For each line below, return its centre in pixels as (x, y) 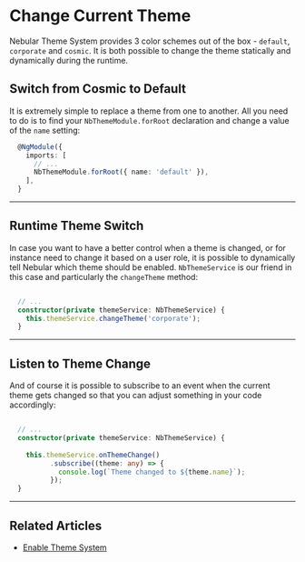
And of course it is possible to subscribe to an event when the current (140, 386)
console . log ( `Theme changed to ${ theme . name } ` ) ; (152, 472)
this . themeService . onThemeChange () (93, 455)
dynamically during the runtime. (69, 60)
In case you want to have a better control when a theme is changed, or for (148, 247)
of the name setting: (45, 130)
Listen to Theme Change (80, 363)
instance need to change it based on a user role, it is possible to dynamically (152, 257)
